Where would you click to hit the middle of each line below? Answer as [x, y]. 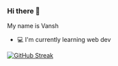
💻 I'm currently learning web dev [64, 40]
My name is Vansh [33, 26]
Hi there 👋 [24, 11]
